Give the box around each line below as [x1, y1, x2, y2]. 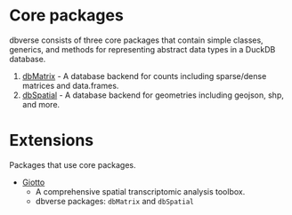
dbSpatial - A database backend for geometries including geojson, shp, [21, 90, 285, 100]
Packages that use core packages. [9, 159, 136, 170]
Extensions [9, 131, 94, 151]
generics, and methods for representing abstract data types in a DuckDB [9, 44, 276, 54]
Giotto [21, 177, 45, 187]
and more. [21, 99, 61, 109]
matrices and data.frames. [21, 80, 119, 91]
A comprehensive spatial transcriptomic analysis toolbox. [35, 186, 246, 196]
